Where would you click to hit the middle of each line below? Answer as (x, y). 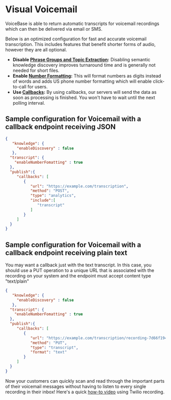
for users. (37, 86)
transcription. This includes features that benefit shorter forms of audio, (81, 44)
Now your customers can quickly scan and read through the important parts (85, 381)
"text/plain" (17, 281)
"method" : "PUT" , (49, 343)
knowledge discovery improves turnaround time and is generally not (84, 65)
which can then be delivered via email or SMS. (54, 29)
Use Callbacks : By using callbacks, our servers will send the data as (84, 92)
